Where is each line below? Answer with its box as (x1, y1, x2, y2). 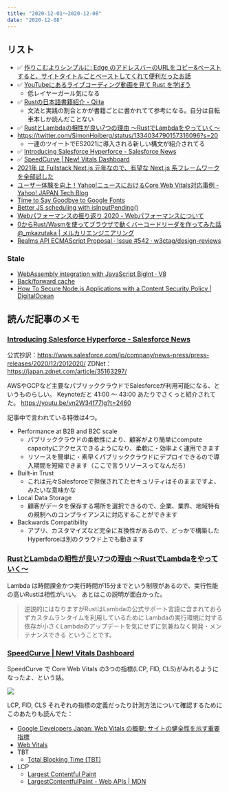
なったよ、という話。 (7, 673, 67, 682)
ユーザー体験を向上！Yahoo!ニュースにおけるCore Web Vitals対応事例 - (17, 181, 219, 190)
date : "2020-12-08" (7, 17, 63, 23)
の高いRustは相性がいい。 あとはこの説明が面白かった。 (7, 590, 166, 598)
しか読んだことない (39, 115, 94, 123)
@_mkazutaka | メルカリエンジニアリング (17, 229, 135, 237)
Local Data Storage (17, 494, 72, 502)
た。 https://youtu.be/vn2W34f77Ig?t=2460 (7, 399, 132, 407)
